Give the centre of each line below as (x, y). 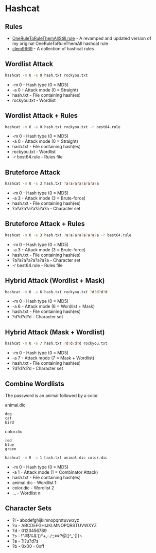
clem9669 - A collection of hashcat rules (53, 49)
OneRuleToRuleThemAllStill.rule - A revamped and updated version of (82, 38)
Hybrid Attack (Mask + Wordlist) (55, 332)
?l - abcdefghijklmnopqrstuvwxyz (45, 520)
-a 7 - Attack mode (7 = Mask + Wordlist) (53, 358)
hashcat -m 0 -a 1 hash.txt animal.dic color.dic (56, 458)
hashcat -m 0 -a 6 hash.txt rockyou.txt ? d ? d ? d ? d (56, 292)
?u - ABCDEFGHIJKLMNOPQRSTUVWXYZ (54, 525)
